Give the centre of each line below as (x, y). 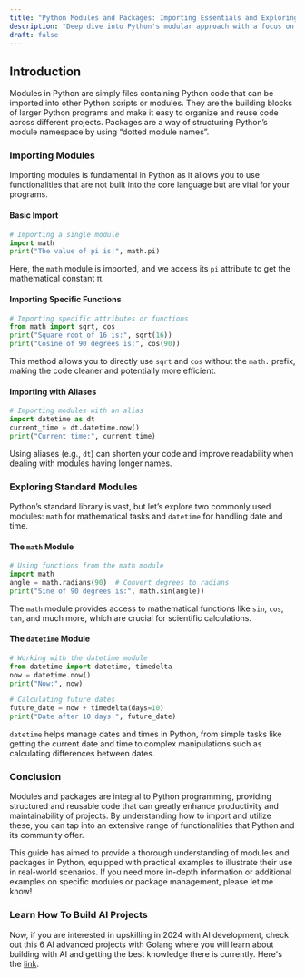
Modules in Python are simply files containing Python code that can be (142, 94)
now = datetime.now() (50, 675)
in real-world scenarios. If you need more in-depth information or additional (151, 872)
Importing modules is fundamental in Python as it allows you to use (135, 175)
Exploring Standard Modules (74, 487)
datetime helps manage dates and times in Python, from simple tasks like (146, 734)
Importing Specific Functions (65, 299)
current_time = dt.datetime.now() (75, 428)
